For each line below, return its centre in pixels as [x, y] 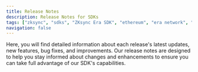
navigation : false [29, 28]
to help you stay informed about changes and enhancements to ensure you [97, 57]
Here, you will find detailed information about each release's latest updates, [98, 44]
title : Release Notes [33, 11]
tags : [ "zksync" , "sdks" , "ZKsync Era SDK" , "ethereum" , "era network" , [97, 22]
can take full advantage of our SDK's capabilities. [66, 63]
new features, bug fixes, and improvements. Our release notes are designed [98, 51]
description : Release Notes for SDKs [52, 17]
